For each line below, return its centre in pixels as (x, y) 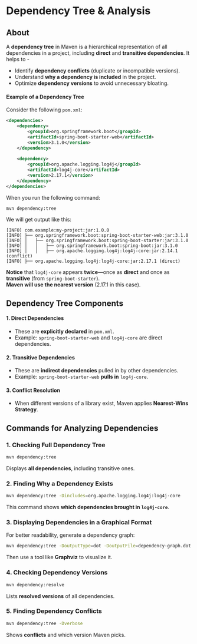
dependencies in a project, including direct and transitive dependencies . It (98, 53)
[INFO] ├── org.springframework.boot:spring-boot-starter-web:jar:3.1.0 (97, 236)
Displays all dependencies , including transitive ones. (70, 468)
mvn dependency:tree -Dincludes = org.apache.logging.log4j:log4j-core (93, 496)
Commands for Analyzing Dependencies (82, 428)
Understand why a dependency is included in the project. (85, 77)
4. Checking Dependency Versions (57, 573)
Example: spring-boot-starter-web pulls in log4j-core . (81, 377)
